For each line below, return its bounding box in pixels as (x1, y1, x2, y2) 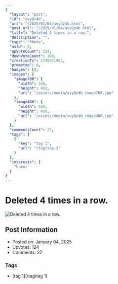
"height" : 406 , (18, 109, 50, 114)
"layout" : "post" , (9, 12, 48, 17)
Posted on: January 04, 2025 (12, 239, 72, 245)
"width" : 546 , (18, 81, 48, 86)
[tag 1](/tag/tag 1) (12, 273, 48, 279)
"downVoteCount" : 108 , (9, 53, 56, 59)
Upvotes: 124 (12, 244, 39, 250)
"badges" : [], (9, 68, 39, 72)
